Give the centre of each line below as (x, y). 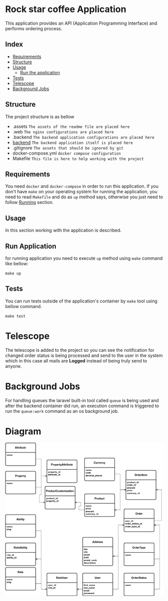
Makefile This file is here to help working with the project (78, 158)
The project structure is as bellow (40, 116)
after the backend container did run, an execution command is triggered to (82, 406)
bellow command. (24, 306)
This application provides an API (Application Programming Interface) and (81, 23)
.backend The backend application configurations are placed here (83, 137)
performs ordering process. (34, 28)
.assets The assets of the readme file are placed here (71, 126)
